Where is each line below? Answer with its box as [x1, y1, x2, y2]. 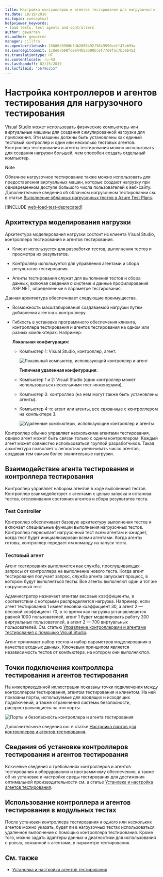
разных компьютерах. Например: [12, 329, 82, 335]
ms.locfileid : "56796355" [5, 66, 57, 71]
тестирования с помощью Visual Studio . [5, 630, 88, 636]
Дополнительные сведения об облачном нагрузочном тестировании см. [5, 189, 157, 195]
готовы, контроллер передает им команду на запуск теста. [5, 539, 128, 545]
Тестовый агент [5, 552, 45, 558]
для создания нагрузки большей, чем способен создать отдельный [5, 150, 146, 156]
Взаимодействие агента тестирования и [5, 465, 134, 473]
